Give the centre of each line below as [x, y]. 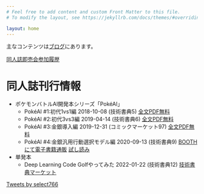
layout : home [23, 28]
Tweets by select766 [32, 184]
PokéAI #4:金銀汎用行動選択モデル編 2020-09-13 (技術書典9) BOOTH [111, 142]
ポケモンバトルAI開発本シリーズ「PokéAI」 [69, 104]
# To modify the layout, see [43, 18]
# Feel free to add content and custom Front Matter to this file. [93, 12]
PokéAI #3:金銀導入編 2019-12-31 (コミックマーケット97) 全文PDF [107, 127]
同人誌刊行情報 [44, 86]
